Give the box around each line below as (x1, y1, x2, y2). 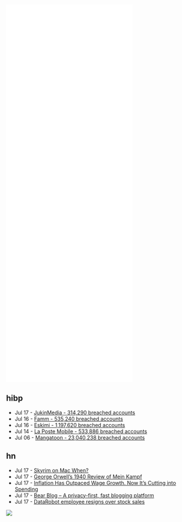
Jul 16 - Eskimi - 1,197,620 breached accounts (14, 421, 125, 428)
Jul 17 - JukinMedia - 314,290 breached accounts (14, 409, 135, 416)
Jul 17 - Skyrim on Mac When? (14, 467, 89, 474)
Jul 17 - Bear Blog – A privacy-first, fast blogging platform (14, 491, 154, 499)
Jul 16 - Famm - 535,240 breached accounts (14, 415, 124, 422)
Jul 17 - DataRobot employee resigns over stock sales (14, 498, 145, 505)
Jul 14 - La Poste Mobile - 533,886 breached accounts (14, 428, 147, 435)
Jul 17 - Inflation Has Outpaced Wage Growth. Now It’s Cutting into (14, 479, 177, 486)
